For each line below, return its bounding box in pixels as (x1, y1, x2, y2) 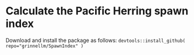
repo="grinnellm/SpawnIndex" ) (5, 43, 84, 49)
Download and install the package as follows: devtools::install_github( (5, 36, 186, 44)
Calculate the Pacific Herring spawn (5, 4, 189, 18)
